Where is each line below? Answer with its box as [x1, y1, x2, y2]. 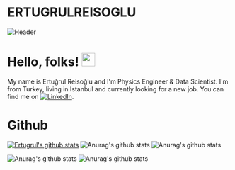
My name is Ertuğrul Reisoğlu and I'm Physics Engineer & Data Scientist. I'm [7, 77, 229, 86]
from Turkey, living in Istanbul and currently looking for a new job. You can [7, 84, 224, 93]
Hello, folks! [7, 54, 79, 70]
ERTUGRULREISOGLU [7, 4, 137, 21]
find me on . [7, 92, 74, 101]
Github [7, 118, 48, 133]
